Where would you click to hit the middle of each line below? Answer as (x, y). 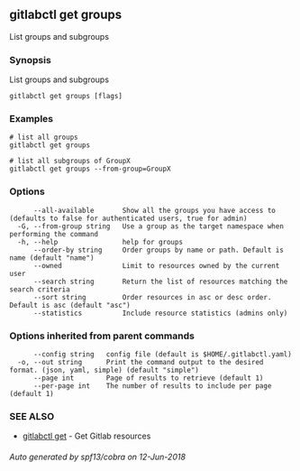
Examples (32, 119)
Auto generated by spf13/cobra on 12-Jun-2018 (98, 457)
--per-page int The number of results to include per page (152, 386)
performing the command (54, 234)
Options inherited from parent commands (102, 336)
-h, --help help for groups (100, 242)
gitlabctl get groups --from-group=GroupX (90, 169)
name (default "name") (52, 258)
